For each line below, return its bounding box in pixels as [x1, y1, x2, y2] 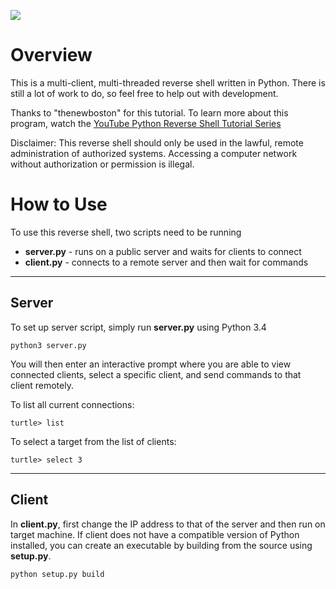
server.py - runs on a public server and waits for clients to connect [24, 245, 302, 257]
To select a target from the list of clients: [10, 435, 177, 447]
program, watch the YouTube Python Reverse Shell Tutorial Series [10, 117, 282, 129]
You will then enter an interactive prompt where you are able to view [10, 358, 292, 370]
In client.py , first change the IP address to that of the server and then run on [10, 518, 326, 530]
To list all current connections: [10, 398, 135, 410]
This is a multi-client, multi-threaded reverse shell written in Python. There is [10, 76, 326, 89]
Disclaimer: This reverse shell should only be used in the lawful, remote [10, 136, 304, 149]
